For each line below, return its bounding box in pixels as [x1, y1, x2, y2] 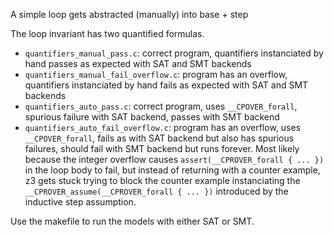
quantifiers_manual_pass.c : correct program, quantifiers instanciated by [24, 47, 324, 59]
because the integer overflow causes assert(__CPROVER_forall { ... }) [24, 154, 325, 165]
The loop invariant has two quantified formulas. [10, 28, 205, 39]
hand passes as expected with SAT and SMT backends [24, 58, 252, 69]
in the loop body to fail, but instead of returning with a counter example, [24, 164, 321, 176]
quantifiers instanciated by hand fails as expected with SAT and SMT [24, 79, 309, 91]
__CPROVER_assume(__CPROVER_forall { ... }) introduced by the [24, 185, 289, 197]
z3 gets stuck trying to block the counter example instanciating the [24, 175, 301, 186]
